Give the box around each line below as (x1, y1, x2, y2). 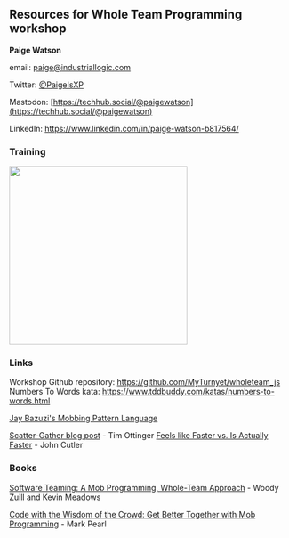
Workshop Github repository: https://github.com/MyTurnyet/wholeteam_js (9, 377, 281, 387)
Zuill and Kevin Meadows (9, 492, 101, 502)
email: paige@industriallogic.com (9, 61, 132, 72)
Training (9, 145, 46, 158)
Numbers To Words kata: (9, 387, 100, 397)
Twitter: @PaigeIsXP (9, 79, 84, 90)
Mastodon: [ (9, 96, 54, 107)
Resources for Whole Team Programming (9, 7, 243, 22)
